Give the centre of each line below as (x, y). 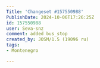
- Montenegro (22, 51)
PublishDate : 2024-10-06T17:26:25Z (50, 17)
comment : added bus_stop (37, 34)
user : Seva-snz (25, 28)
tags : (13, 45)
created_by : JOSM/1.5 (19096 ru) (48, 39)
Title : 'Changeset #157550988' (45, 12)
